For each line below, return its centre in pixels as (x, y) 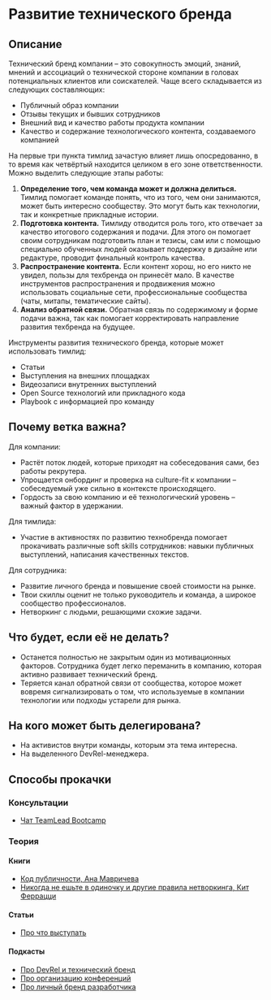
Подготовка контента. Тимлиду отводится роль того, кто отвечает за (141, 223)
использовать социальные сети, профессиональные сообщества (133, 292)
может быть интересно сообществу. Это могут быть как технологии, (140, 206)
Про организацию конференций (75, 978)
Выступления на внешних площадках (85, 376)
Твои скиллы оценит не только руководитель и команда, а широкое (138, 594)
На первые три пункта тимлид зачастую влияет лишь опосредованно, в (133, 156)
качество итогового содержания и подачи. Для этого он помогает (135, 232)
